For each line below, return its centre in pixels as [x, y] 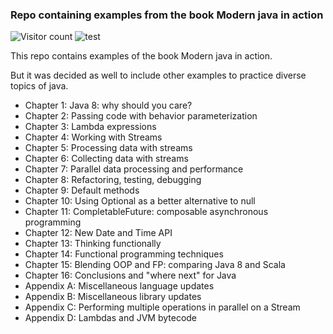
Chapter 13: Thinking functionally [93, 244]
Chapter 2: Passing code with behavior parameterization [141, 116]
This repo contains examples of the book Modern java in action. [141, 56]
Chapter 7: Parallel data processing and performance [134, 169]
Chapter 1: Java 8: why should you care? [108, 105]
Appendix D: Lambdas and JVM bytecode [111, 318]
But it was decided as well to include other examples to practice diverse [158, 75]
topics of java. [39, 86]
